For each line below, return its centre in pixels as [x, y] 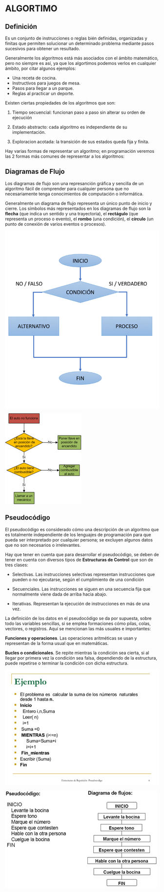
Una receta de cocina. [34, 78]
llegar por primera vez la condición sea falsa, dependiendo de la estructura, [81, 658]
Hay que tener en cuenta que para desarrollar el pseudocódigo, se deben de [82, 554]
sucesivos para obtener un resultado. [43, 49]
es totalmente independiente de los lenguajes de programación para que [78, 535]
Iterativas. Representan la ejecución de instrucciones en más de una [81, 603]
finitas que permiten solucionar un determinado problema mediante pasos [80, 43]
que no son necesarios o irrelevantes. [43, 545]
